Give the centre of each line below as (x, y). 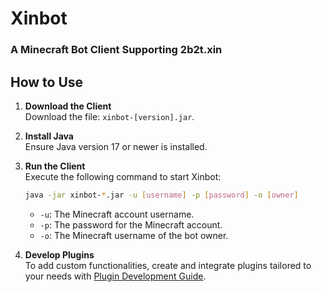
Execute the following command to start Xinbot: (123, 176)
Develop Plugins (59, 254)
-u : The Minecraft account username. (117, 214)
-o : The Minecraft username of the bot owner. (134, 235)
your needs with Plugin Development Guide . (115, 276)
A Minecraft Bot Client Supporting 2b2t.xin (116, 50)
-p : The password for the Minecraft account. (131, 224)
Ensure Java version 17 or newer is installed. (116, 146)
